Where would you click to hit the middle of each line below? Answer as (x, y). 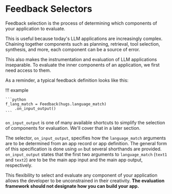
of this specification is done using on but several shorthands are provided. (83, 149)
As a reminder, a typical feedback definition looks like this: (67, 80)
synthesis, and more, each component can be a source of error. (73, 49)
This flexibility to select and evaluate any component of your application (81, 175)
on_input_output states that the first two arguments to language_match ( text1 (86, 154)
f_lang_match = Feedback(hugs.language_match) (56, 104)
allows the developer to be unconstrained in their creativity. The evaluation (85, 181)
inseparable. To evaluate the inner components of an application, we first (83, 65)
